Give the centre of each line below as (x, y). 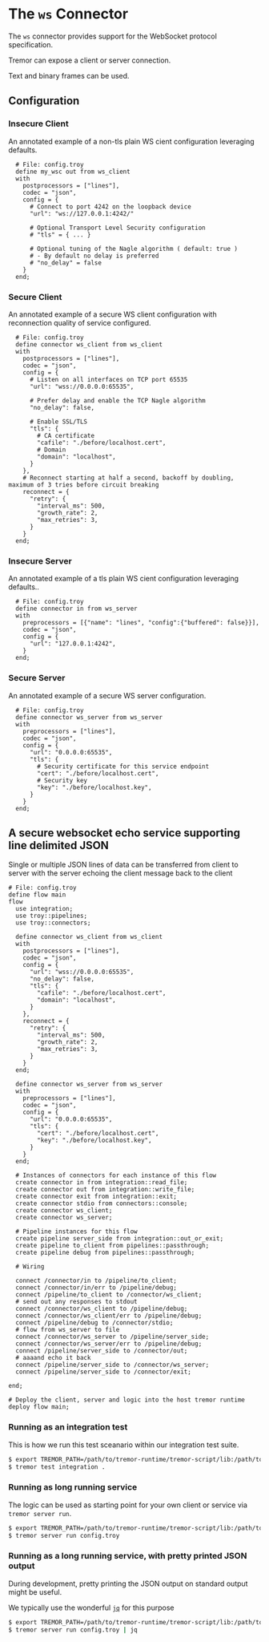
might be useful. (35, 1591)
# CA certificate (66, 435)
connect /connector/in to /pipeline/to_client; (96, 1281)
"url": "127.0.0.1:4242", (72, 644)
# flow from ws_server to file (68, 1330)
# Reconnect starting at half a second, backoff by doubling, (128, 478)
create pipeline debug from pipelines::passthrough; (105, 1253)
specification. (31, 44)
